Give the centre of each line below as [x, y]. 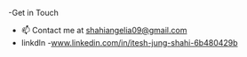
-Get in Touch [34, 13]
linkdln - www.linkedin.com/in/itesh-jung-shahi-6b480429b [129, 43]
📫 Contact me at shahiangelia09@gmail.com [104, 30]
